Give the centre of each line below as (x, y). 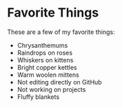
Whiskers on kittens (45, 60)
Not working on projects (51, 89)
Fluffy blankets (38, 97)
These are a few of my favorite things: (61, 32)
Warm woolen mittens (48, 75)
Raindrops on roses (45, 53)
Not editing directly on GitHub (59, 82)
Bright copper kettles (47, 67)
